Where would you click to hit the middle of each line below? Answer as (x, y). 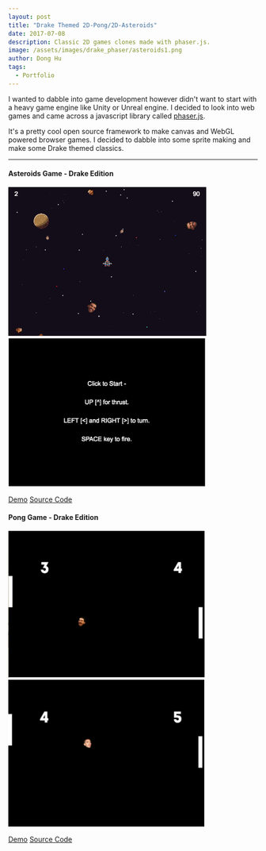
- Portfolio (35, 75)
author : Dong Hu (35, 59)
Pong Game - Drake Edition (53, 518)
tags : (17, 67)
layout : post (30, 17)
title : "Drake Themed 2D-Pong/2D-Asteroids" (83, 25)
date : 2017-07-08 (37, 33)
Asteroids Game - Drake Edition (61, 174)
